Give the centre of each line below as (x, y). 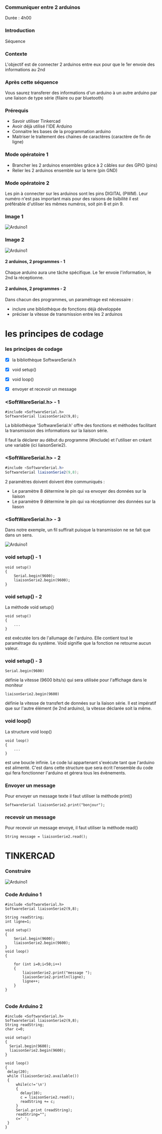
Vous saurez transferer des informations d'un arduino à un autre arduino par (81, 93)
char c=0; (15, 1029)
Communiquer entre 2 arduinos (43, 7)
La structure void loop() (29, 731)
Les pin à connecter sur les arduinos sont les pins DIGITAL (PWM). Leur (76, 193)
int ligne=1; (18, 922)
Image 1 (14, 217)
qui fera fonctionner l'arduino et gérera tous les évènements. (65, 773)
